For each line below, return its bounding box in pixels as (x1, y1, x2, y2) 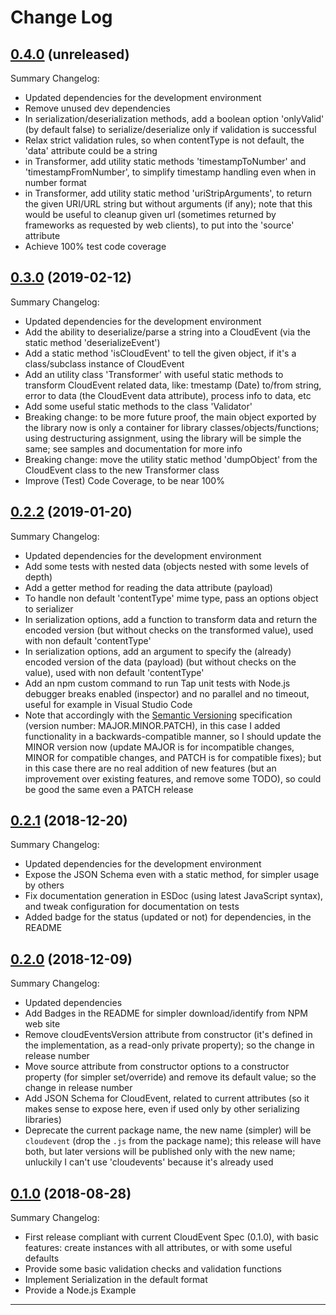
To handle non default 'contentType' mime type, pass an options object (24, 592, 319, 604)
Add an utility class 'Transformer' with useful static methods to (24, 368, 284, 380)
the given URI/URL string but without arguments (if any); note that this (24, 198, 313, 210)
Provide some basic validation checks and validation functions (24, 1263, 283, 1275)
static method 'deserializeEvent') (24, 336, 161, 348)
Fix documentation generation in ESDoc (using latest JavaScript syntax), (24, 890, 324, 902)
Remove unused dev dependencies (24, 102, 171, 114)
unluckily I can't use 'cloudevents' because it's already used (24, 1156, 274, 1168)
